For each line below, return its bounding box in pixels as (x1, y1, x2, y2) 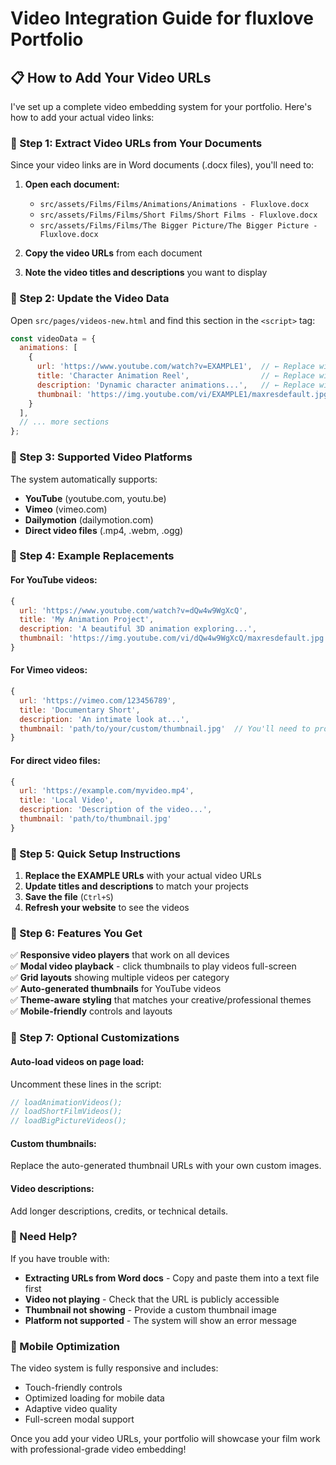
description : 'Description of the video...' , (19, 805, 213, 815)
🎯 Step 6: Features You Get (10, 927, 143, 941)
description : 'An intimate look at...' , (19, 714, 190, 724)
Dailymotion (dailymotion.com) (24, 513, 154, 526)
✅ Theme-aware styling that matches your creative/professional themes (10, 994, 312, 1006)
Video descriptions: (10, 1182, 95, 1194)
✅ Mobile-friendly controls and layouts (10, 1005, 173, 1017)
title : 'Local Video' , (19, 795, 114, 806)
